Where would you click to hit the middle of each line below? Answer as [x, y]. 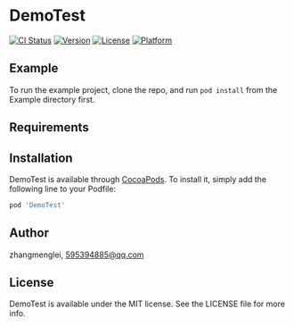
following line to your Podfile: [63, 188]
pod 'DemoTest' [37, 205]
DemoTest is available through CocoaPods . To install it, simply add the [138, 179]
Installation [41, 158]
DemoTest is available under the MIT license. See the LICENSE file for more [147, 304]
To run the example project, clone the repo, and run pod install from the [143, 89]
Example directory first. [52, 99]
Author [29, 233]
